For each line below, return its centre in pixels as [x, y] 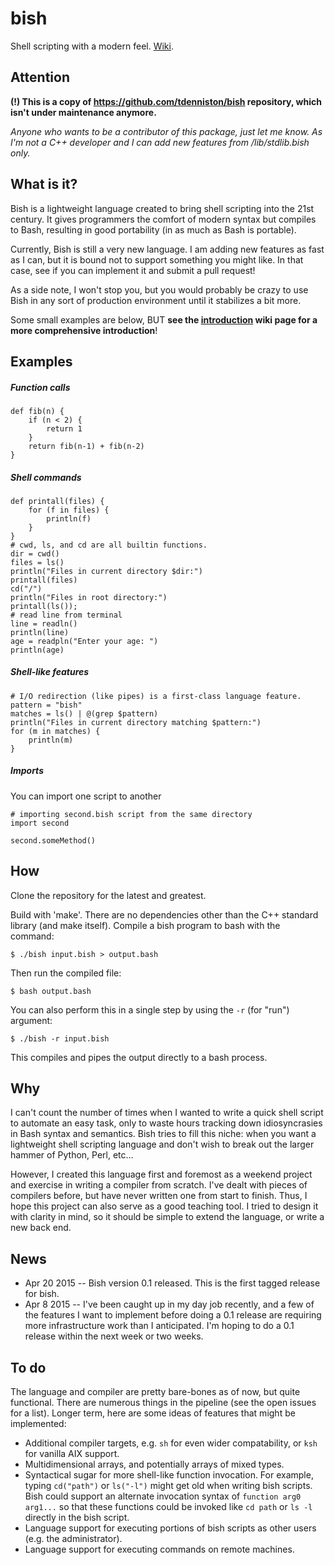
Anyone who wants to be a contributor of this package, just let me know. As [166, 131]
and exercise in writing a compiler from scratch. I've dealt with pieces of [159, 1185]
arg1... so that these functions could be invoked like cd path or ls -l [168, 1507]
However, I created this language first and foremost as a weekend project [161, 1174]
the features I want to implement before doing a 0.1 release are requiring [173, 1315]
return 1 [64, 428]
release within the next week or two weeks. [114, 1336]
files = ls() [37, 562]
